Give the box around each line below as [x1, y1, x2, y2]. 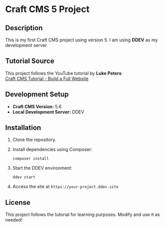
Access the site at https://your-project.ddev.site [12, 184, 119, 190]
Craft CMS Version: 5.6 [12, 103, 62, 109]
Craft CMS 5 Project [5, 4, 90, 15]
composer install [12, 156, 49, 162]
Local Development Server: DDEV [12, 109, 85, 115]
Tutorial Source [5, 57, 54, 65]
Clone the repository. [12, 137, 56, 143]
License [5, 198, 31, 207]
